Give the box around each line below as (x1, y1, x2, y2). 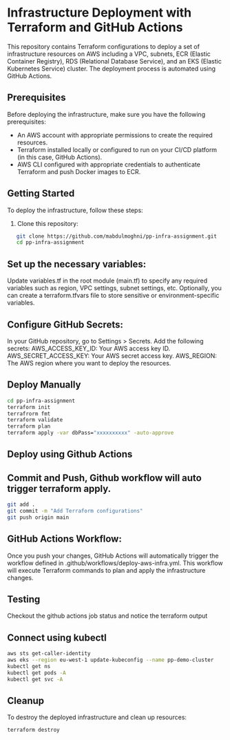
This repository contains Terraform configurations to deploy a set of (7, 42, 200, 50)
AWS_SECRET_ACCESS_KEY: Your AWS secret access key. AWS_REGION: (7, 351, 217, 360)
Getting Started (7, 188, 75, 200)
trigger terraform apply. (7, 482, 112, 495)
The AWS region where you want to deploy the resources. (7, 359, 171, 367)
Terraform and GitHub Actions (7, 19, 183, 35)
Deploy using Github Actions (7, 448, 133, 460)
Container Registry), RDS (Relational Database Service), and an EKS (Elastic (7, 57, 222, 65)
